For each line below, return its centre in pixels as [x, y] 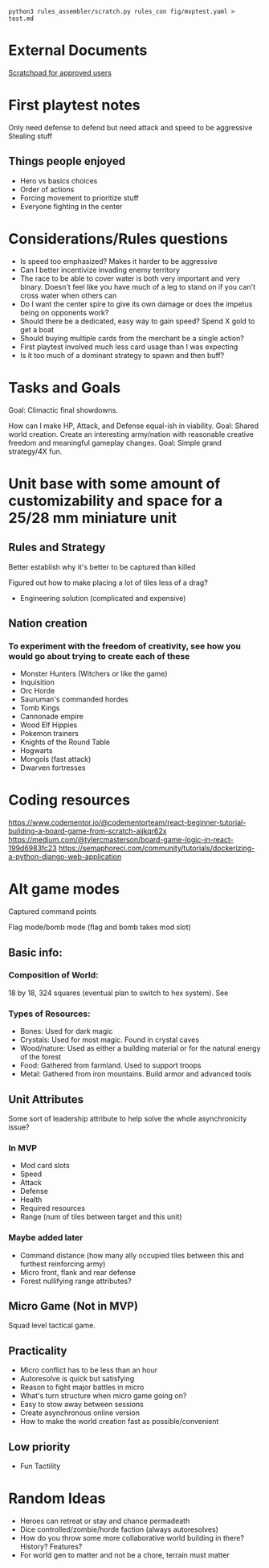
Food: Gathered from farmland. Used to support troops [111, 1065]
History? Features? [51, 1546]
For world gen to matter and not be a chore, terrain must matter [125, 1555]
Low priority [39, 1447]
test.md [21, 19]
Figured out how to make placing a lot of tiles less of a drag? [108, 582]
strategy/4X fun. [35, 451]
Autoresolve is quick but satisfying [77, 1379]
